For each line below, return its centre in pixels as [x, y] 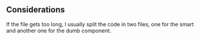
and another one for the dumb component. [59, 30]
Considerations [36, 10]
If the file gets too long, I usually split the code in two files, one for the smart [100, 24]
